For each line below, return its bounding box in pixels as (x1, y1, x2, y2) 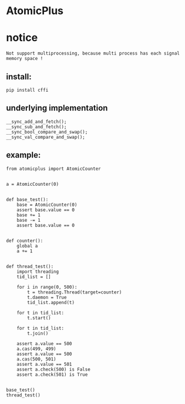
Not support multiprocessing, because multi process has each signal (6, 51, 180, 56)
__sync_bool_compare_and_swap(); (6, 129, 88, 135)
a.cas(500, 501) (16, 356, 57, 362)
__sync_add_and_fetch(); (6, 119, 67, 125)
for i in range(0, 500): (16, 284, 78, 290)
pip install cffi (6, 87, 49, 93)
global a (16, 243, 38, 249)
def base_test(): (6, 196, 49, 202)
